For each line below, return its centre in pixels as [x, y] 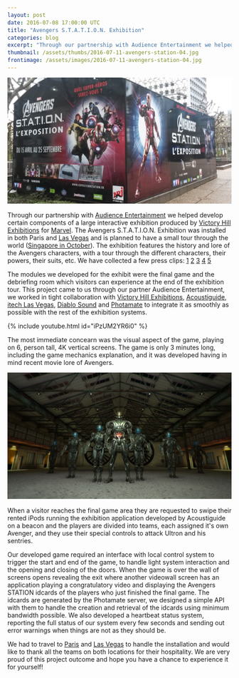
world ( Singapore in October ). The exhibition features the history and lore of [119, 245]
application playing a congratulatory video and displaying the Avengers [111, 585]
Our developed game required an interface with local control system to [111, 554]
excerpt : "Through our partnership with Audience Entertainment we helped [121, 45]
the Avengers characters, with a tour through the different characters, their [117, 253]
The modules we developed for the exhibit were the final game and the [111, 274]
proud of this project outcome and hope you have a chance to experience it [118, 659]
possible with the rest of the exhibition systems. [78, 312]
